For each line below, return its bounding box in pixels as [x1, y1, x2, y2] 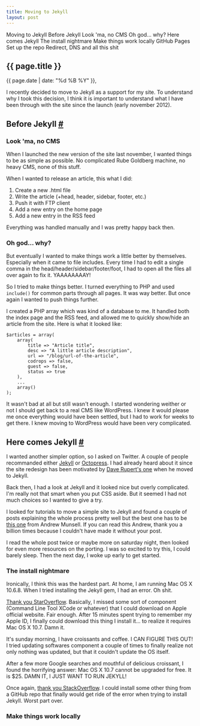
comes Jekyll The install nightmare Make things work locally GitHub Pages [6, 37, 190, 44]
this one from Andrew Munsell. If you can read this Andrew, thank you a [6, 521, 183, 528]
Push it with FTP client [14, 200, 71, 206]
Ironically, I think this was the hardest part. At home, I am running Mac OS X [6, 581, 193, 588]
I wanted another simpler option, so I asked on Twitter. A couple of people [6, 453, 189, 460]
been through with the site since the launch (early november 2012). [6, 102, 172, 109]
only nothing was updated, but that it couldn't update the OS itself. [6, 648, 170, 656]
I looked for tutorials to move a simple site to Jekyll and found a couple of [6, 508, 187, 516]
